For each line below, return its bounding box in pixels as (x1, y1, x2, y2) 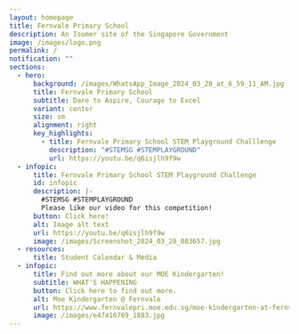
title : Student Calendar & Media (32, 253, 158, 263)
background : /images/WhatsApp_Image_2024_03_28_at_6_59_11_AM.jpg (32, 79, 285, 88)
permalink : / (9, 46, 58, 55)
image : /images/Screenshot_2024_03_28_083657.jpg (32, 237, 221, 246)
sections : (9, 63, 46, 72)
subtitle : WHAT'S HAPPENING (32, 278, 138, 287)
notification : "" (9, 54, 74, 63)
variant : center (32, 104, 93, 113)
